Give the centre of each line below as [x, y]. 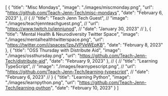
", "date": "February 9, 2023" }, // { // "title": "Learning [101, 61]
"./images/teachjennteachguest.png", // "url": [52, 23]
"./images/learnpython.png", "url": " [42, 82]
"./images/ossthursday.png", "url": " [43, 56]
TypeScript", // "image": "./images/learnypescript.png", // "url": [71, 66]
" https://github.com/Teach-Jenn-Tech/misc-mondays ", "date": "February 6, [84, 13]
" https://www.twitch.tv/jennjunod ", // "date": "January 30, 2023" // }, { [78, 29]
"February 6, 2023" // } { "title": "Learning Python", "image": [68, 77]
